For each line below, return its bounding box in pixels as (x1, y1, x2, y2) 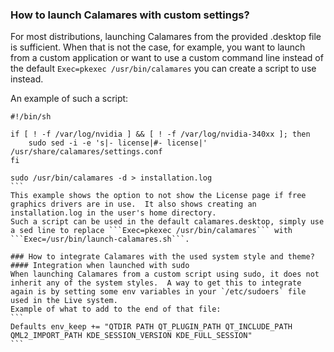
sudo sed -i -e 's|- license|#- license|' (28, 138, 208, 148)
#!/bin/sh (10, 112, 52, 122)
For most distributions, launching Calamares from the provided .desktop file (10, 31, 322, 43)
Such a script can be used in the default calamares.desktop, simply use (10, 217, 325, 227)
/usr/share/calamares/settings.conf (10, 147, 163, 157)
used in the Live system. (10, 296, 118, 306)
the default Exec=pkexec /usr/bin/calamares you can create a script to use (10, 63, 317, 75)
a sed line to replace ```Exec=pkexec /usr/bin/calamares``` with (10, 226, 293, 236)
